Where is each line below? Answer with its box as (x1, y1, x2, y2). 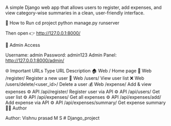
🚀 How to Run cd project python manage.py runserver (5, 20, 120, 26)
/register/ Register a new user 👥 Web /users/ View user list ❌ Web (5, 75, 145, 81)
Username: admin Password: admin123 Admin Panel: (5, 52, 117, 58)
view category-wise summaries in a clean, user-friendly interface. (5, 10, 145, 16)
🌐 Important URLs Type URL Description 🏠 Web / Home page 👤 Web (5, 68, 152, 74)
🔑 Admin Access (5, 42, 40, 48)
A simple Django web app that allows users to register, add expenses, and (5, 5, 162, 10)
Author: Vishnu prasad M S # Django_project (5, 115, 100, 121)
